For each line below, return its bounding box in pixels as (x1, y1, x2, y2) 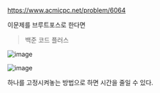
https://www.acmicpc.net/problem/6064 (7, 6, 126, 14)
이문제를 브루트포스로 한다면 (7, 21, 86, 29)
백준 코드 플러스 (24, 35, 69, 44)
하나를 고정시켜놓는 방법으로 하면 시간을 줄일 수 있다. (7, 78, 154, 87)
